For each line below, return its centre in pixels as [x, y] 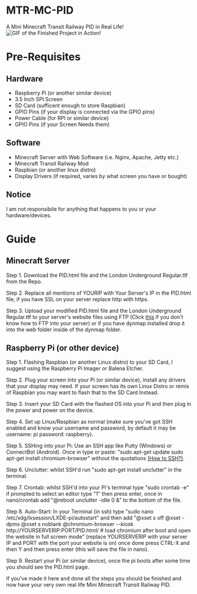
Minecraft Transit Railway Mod [52, 163]
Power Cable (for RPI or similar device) [62, 118]
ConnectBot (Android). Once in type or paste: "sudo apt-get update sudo [95, 452]
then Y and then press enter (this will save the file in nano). [78, 549]
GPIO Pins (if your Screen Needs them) [62, 124]
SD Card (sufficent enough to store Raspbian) [70, 105]
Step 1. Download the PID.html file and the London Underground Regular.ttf [97, 275]
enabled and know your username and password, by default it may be [91, 428]
